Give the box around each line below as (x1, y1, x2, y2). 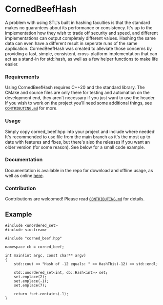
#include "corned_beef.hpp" (5, 236, 62, 240)
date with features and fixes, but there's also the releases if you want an (5, 139, 150, 145)
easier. (5, 61, 19, 67)
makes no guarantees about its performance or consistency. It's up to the (5, 24, 153, 30)
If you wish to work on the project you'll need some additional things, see (5, 100, 152, 106)
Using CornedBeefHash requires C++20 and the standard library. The (5, 85, 145, 90)
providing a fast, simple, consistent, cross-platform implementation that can (5, 50, 158, 57)
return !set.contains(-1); (14, 291, 69, 296)
